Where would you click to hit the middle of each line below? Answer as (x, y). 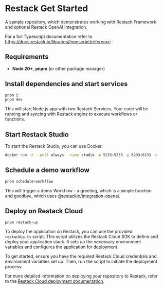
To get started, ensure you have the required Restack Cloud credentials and (81, 256)
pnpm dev (14, 100)
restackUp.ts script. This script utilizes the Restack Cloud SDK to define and (81, 237)
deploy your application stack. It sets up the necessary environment (73, 242)
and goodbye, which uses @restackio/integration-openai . (63, 196)
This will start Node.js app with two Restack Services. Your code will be (77, 109)
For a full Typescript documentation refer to (49, 36)
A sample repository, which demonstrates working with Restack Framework (81, 22)
